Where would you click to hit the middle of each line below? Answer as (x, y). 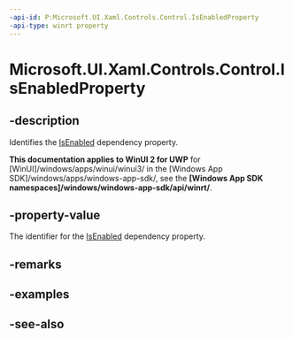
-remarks (35, 264)
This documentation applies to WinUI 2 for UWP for (105, 159)
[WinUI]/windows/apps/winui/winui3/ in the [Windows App (116, 168)
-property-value (55, 215)
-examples (39, 294)
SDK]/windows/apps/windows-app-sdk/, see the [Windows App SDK (136, 178)
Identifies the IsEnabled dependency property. (94, 142)
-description (44, 121)
